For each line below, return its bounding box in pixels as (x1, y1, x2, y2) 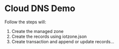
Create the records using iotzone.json (11, 33, 87, 39)
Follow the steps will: (4, 19, 46, 25)
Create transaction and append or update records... (11, 38, 115, 44)
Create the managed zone (11, 28, 64, 34)
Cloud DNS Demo (4, 3, 75, 14)
